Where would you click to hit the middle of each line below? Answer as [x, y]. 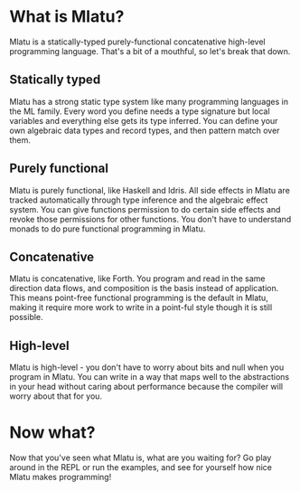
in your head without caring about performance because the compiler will [146, 387]
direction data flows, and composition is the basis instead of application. [144, 288]
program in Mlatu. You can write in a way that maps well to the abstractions [150, 377]
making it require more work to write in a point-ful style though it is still [141, 307]
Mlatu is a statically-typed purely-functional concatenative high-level [137, 42]
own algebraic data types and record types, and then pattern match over [145, 130]
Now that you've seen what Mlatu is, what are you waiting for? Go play [141, 458]
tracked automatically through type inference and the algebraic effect [139, 200]
